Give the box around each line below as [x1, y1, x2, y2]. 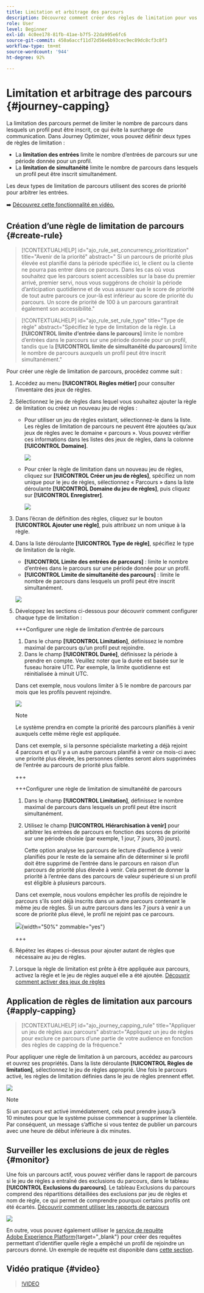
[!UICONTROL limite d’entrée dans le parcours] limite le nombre [21, 330, 184, 337]
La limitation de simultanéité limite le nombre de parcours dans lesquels [15, 163, 199, 171]
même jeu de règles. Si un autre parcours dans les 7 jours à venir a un [15, 904, 191, 911]
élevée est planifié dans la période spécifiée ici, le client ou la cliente [21, 259, 194, 267]
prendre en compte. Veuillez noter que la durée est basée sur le [24, 657, 185, 664]
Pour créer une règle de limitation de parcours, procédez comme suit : [6, 368, 183, 375]
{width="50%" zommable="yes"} [21, 923, 105, 930]
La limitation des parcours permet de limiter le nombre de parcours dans [6, 119, 188, 127]
